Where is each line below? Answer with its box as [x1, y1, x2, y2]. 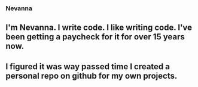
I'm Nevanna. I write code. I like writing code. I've [5, 23, 193, 33]
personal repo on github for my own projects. [5, 70, 178, 81]
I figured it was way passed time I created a [5, 61, 170, 72]
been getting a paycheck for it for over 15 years [5, 32, 185, 42]
